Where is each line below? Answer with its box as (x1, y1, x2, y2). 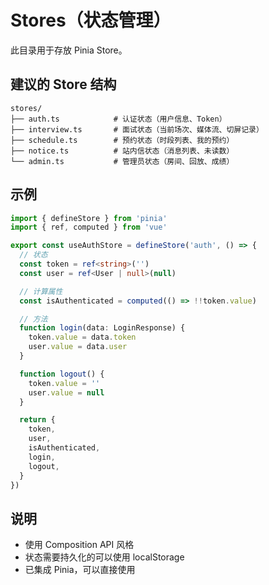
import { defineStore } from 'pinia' (10, 213, 168, 223)
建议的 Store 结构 (10, 76, 117, 93)
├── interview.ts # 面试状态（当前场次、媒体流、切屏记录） (10, 124, 264, 135)
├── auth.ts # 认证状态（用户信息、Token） (10, 114, 227, 124)
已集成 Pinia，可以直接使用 (24, 564, 136, 576)
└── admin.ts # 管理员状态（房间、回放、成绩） (10, 156, 235, 166)
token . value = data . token (28, 332, 137, 343)
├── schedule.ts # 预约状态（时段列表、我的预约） (10, 135, 235, 145)
